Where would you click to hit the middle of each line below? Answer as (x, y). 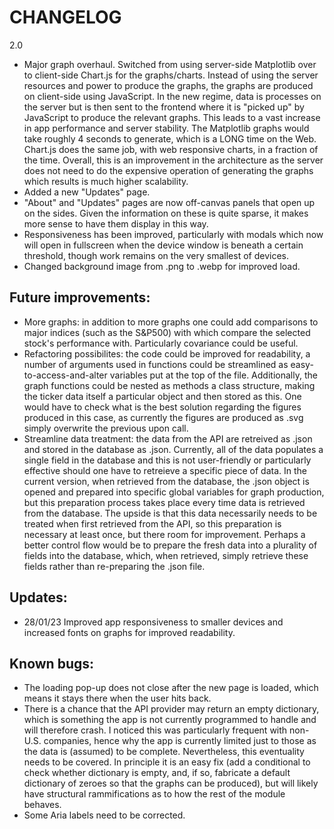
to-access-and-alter (65, 375)
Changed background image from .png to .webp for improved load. (162, 266)
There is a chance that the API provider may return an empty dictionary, (171, 709)
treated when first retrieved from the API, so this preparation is (152, 523)
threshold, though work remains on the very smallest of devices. (156, 255)
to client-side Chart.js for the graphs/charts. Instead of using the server (171, 75)
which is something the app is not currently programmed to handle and (170, 720)
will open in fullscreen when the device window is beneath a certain (163, 245)
